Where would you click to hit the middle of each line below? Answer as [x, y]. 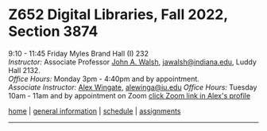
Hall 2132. [25, 70]
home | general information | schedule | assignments [95, 111]
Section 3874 [53, 31]
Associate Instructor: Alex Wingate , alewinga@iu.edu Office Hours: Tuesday [133, 87]
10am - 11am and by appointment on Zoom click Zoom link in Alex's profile [130, 95]
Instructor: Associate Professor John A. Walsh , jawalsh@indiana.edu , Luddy [132, 62]
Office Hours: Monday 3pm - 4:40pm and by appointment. [104, 79]
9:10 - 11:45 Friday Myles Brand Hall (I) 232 [79, 53]
